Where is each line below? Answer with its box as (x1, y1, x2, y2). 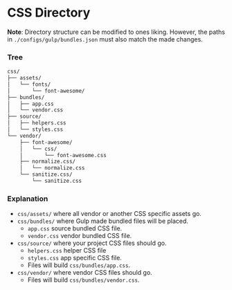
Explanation (7, 194, 48, 203)
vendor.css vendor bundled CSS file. (27, 232, 132, 240)
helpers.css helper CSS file (27, 246, 107, 255)
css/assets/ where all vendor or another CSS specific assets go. (17, 210, 202, 218)
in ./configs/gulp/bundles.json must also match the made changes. (7, 35, 203, 43)
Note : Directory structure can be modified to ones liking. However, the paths (7, 28, 225, 36)
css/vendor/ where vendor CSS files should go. (17, 269, 152, 277)
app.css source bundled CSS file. (27, 224, 123, 233)
